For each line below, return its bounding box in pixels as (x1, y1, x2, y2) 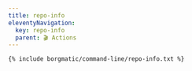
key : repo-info (15, 26, 65, 34)
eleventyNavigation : (8, 19, 76, 27)
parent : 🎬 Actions (15, 33, 77, 42)
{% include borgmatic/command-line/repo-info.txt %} (8, 55, 185, 63)
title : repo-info (8, 11, 65, 20)
